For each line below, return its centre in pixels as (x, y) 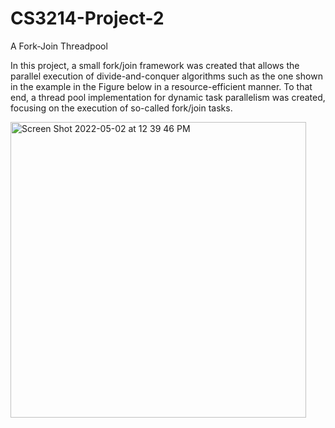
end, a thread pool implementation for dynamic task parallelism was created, (168, 97)
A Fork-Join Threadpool (59, 46)
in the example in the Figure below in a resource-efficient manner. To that (161, 86)
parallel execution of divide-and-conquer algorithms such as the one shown (166, 76)
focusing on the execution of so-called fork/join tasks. (121, 108)
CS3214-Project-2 (87, 18)
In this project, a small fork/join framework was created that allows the (155, 65)
